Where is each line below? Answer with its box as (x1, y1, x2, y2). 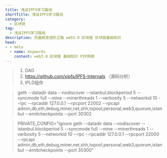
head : (5, 40, 16, 45)
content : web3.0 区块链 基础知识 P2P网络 (14, 53, 95, 59)
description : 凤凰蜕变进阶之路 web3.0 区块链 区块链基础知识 (5, 35, 121, 40)
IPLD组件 (24, 79, 44, 85)
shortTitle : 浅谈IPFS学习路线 (5, 12, 63, 17)
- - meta (5, 44, 23, 49)
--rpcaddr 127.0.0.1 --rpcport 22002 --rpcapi (27, 100, 120, 106)
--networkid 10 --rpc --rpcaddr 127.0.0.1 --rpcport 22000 (41, 131, 160, 137)
